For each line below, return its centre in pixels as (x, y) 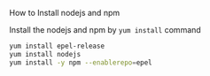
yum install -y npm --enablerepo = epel (81, 62)
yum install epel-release (57, 46)
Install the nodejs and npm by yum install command (105, 30)
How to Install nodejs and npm (65, 13)
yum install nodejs (45, 54)
